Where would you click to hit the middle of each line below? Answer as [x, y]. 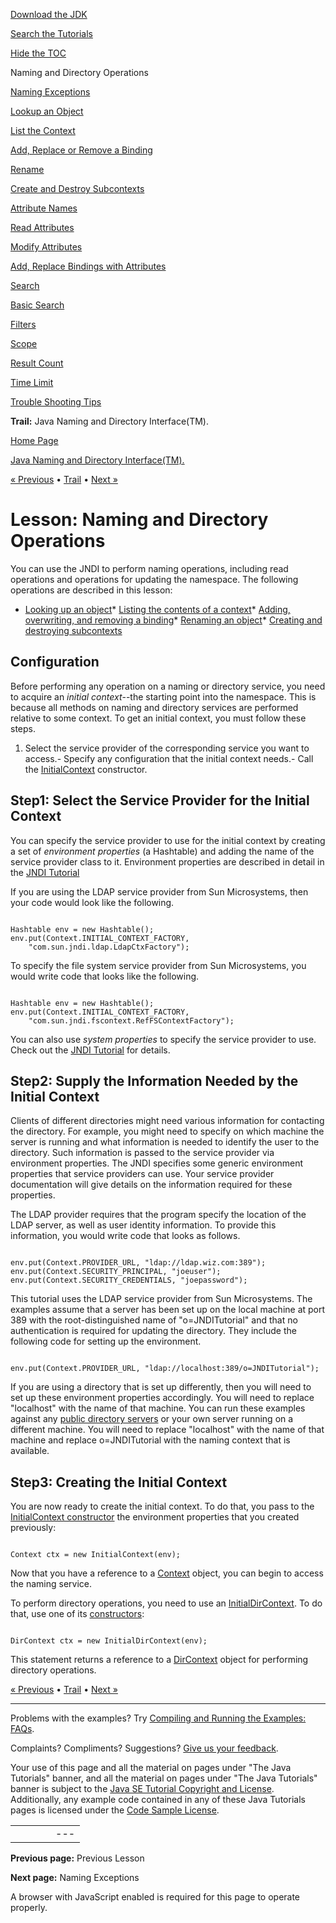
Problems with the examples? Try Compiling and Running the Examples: [158, 1718]
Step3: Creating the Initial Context [119, 1482]
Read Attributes [42, 227]
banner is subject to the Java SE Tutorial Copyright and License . [142, 1789]
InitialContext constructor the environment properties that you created [155, 1517]
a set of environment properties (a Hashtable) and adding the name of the [162, 851]
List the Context [43, 130]
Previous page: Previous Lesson [77, 1858]
